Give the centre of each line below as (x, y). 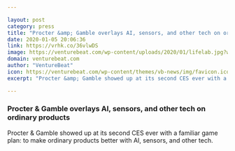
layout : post (26, 20)
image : (17, 52)
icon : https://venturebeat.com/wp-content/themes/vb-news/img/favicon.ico (119, 72)
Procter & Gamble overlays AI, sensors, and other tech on (107, 109)
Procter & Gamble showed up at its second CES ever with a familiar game (113, 133)
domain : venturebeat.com (43, 59)
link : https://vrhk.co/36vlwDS (53, 46)
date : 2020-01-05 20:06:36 (47, 39)
